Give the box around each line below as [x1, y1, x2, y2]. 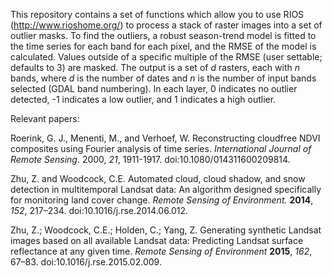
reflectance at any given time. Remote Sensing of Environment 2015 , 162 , [10, 245, 313, 257]
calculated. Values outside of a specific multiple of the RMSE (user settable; [10, 51, 323, 63]
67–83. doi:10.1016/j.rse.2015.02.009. [10, 256, 162, 268]
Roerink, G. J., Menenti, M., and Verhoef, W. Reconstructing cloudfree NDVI [10, 132, 321, 144]
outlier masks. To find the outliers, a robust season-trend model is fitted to [10, 30, 317, 41]
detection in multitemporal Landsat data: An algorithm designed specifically [10, 184, 322, 195]
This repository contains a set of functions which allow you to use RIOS [10, 9, 305, 20]
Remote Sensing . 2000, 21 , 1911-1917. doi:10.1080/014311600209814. [10, 154, 291, 165]
